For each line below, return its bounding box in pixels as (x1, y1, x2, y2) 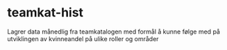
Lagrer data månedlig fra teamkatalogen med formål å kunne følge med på (7, 27, 221, 36)
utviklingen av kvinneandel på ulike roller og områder (7, 34, 159, 42)
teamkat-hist (7, 5, 84, 21)
